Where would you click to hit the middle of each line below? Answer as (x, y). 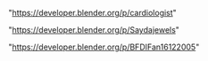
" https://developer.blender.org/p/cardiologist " (93, 13)
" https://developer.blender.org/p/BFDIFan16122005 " (104, 47)
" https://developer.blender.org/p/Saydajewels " (94, 30)
